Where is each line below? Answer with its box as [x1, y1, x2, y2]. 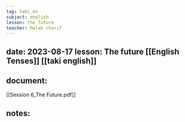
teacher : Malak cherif [6, 25, 62, 31]
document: [6, 76, 47, 86]
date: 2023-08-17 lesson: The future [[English [6, 46, 180, 56]
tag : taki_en [6, 8, 38, 15]
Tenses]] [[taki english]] [6, 56, 97, 66]
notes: [6, 108, 31, 118]
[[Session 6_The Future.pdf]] [6, 91, 76, 99]
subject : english [6, 14, 49, 20]
